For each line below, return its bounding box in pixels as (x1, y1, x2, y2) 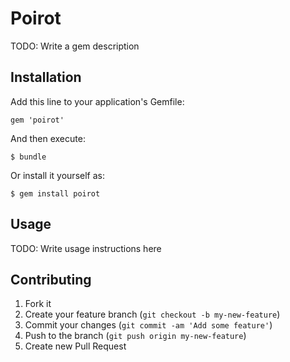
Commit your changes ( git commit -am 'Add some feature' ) (24, 319, 273, 331)
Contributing (10, 271, 92, 288)
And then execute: (10, 132, 86, 144)
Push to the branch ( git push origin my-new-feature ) (24, 330, 247, 342)
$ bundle (10, 152, 47, 162)
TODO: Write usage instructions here (10, 242, 162, 254)
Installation (10, 69, 82, 86)
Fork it (24, 298, 52, 310)
